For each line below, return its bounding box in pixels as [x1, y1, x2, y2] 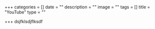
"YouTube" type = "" [4, 9, 46, 15]
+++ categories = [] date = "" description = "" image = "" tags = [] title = [4, 4, 150, 10]
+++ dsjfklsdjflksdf [4, 19, 43, 24]
